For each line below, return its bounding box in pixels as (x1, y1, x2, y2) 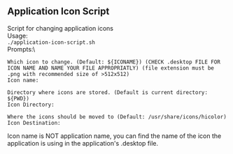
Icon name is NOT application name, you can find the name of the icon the (7, 132, 222, 140)
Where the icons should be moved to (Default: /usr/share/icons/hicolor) (7, 113, 227, 121)
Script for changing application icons (7, 24, 114, 32)
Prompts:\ (7, 45, 36, 53)
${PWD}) (7, 95, 30, 102)
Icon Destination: (7, 119, 61, 126)
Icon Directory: (7, 101, 55, 108)
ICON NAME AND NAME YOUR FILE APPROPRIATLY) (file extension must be (7, 64, 215, 72)
